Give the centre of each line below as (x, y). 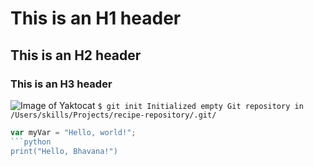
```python (31, 142)
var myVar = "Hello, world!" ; (73, 132)
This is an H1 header (96, 18)
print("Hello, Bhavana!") (64, 151)
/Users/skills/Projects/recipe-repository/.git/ (113, 115)
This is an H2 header (76, 55)
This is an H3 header (61, 84)
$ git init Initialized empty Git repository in (200, 106)
